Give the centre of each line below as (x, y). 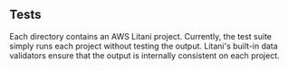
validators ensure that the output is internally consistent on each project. (145, 55)
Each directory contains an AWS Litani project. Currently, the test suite (140, 36)
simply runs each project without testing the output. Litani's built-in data (144, 46)
